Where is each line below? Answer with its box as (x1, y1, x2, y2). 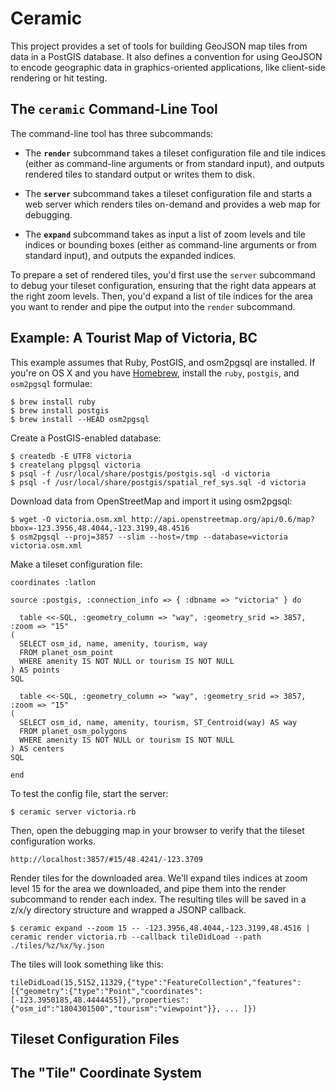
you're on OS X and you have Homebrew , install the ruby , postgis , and (10, 367, 300, 379)
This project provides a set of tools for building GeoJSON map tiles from (10, 40, 308, 52)
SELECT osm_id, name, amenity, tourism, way (19, 638, 208, 649)
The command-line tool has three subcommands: (10, 127, 214, 139)
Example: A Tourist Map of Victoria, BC (10, 330, 258, 347)
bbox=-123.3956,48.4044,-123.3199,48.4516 (10, 523, 190, 533)
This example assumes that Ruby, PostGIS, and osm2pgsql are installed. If (10, 356, 316, 368)
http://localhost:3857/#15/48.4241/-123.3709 (10, 854, 203, 864)
